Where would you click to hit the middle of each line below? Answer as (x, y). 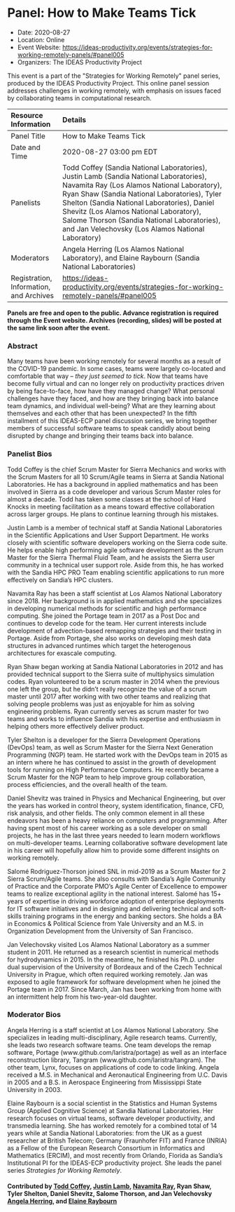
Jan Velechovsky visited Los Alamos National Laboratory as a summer (108, 944)
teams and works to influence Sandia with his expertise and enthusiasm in (114, 719)
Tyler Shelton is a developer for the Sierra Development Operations (104, 740)
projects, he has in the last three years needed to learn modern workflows (114, 835)
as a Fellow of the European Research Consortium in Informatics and (106, 1147)
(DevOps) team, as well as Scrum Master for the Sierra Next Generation (110, 747)
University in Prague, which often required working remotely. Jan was (108, 974)
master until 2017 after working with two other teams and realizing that (109, 696)
